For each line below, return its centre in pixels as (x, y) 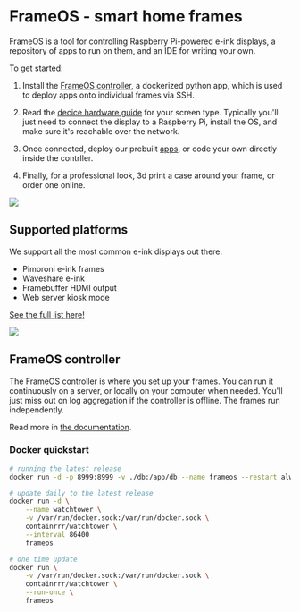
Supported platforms (68, 230)
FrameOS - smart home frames (126, 17)
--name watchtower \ (63, 510)
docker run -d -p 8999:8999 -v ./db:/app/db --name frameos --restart (143, 477)
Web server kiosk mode (66, 297)
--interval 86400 (58, 534)
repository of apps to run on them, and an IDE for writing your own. (133, 50)
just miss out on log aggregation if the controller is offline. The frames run (145, 400)
